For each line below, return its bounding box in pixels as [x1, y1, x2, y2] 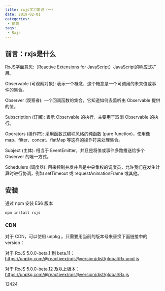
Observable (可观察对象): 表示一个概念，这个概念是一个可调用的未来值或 [5, 80, 152, 87]
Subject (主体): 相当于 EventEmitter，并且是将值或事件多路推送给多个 [5, 147, 145, 153]
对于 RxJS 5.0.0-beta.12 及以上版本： [5, 266, 80, 272]
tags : [5, 26, 16, 31]
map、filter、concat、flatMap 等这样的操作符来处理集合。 [5, 137, 123, 143]
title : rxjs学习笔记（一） [5, 7, 55, 12]
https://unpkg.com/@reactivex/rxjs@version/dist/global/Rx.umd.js [5, 255, 139, 261]
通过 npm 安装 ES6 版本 [5, 200, 53, 206]
